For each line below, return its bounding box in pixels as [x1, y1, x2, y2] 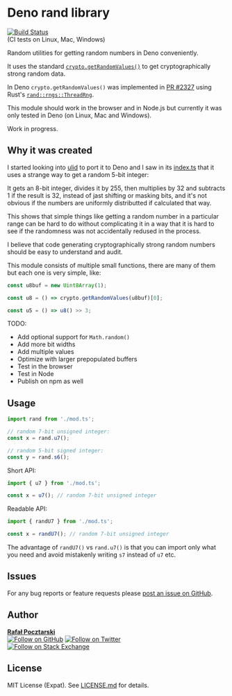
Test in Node [17, 370, 54, 378]
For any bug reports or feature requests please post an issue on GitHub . [7, 588, 213, 597]
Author [7, 609, 38, 621]
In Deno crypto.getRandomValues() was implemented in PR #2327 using [7, 83, 212, 91]
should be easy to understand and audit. [7, 248, 123, 256]
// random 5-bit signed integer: [7, 447, 104, 454]
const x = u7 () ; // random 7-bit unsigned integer [7, 492, 157, 499]
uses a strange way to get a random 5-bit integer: [7, 170, 149, 178]
